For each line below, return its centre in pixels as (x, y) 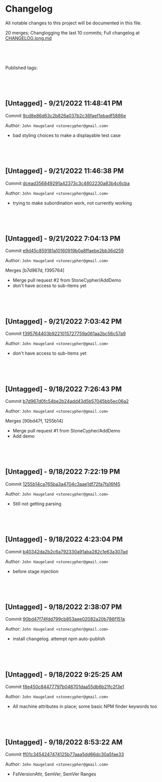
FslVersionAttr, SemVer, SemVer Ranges (54, 774)
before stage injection (36, 571)
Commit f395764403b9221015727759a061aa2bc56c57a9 (66, 334)
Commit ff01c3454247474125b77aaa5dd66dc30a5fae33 (65, 755)
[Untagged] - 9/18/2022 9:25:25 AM (64, 675)
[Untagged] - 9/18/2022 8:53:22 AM (64, 742)
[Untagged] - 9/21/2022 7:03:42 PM (63, 321)
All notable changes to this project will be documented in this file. (74, 23)
